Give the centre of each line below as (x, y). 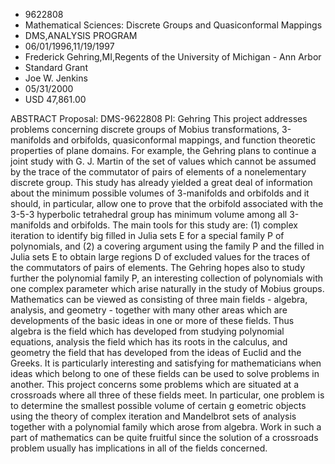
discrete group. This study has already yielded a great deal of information (161, 182)
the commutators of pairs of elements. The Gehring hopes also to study (158, 267)
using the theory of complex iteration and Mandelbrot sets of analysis (153, 416)
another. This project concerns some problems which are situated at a (154, 384)
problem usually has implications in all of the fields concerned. (139, 448)
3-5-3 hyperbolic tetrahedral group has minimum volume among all (149, 214)
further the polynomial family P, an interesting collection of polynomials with (167, 278)
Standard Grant (56, 67)
